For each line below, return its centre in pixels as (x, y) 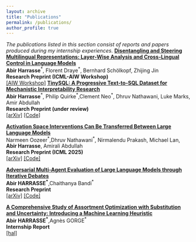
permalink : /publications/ (39, 22)
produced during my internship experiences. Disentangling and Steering (94, 51)
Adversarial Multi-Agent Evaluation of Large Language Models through (94, 170)
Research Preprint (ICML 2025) (45, 152)
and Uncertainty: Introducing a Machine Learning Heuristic (79, 213)
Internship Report (28, 227)
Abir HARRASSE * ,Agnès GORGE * (46, 220)
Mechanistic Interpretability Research (53, 89)
